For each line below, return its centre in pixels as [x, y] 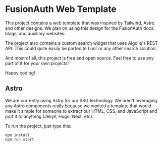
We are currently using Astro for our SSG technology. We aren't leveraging [81, 100]
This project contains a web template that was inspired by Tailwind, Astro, [81, 23]
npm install [17, 135]
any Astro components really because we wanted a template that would [78, 106]
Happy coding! [20, 73]
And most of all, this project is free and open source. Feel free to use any [80, 58]
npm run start [20, 139]
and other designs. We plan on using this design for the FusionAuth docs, [80, 28]
